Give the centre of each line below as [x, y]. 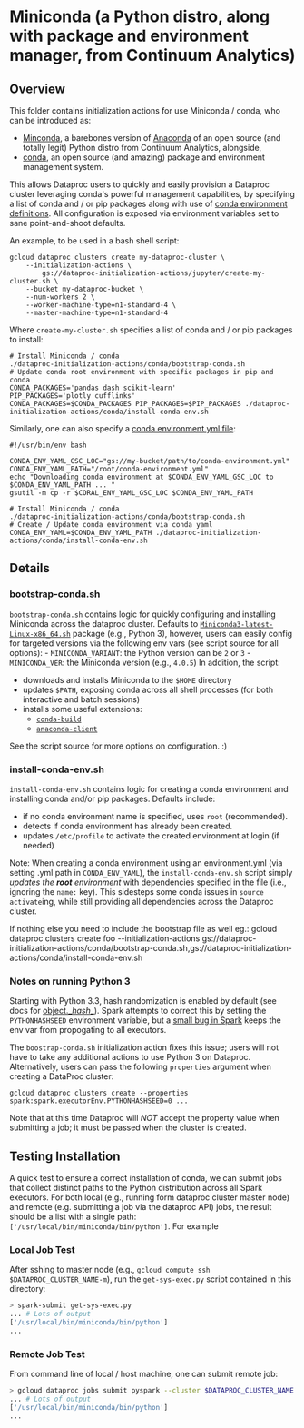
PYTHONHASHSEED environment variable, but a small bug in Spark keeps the [145, 1020]
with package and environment [129, 36]
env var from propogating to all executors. [88, 1030]
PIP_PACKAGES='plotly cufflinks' [73, 396]
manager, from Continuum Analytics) [152, 55]
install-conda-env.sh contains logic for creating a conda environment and [149, 788]
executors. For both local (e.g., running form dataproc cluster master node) [150, 1197]
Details [29, 568]
